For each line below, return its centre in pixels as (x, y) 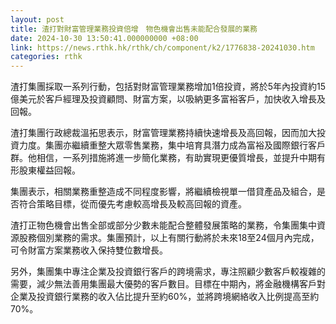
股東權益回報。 (49, 170)
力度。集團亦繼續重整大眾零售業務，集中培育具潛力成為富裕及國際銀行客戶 (172, 145)
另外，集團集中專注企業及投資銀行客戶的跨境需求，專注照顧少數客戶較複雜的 (168, 272)
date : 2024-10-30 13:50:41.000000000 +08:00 (104, 38)
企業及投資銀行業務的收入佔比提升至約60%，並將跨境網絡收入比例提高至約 (165, 297)
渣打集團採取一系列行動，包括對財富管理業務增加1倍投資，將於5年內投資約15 (168, 87)
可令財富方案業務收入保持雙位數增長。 (89, 250)
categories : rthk (46, 57)
